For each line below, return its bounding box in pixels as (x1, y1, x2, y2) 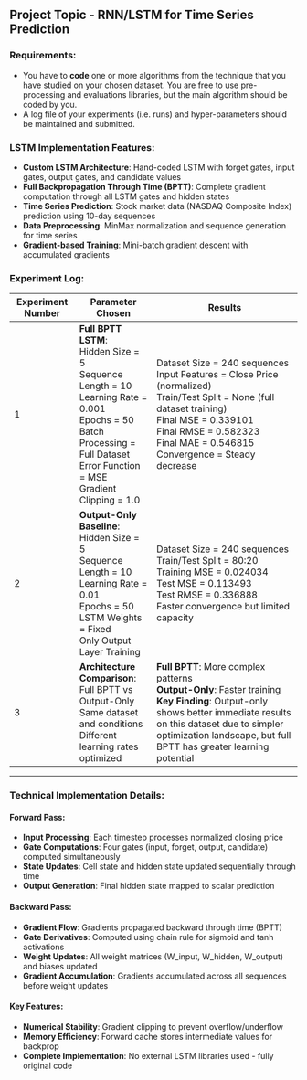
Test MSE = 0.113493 (156, 577, 252, 590)
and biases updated (22, 960, 98, 971)
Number (24, 307, 61, 320)
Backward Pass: (9, 902, 72, 912)
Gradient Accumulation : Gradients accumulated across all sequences (22, 970, 287, 981)
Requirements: (9, 49, 77, 62)
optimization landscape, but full (156, 729, 291, 742)
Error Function (79, 460, 141, 472)
